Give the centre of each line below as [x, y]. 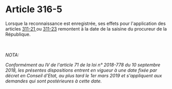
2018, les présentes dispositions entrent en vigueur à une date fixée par [81, 70]
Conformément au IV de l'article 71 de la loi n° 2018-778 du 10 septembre [83, 65]
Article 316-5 [34, 9]
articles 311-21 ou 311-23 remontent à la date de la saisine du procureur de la [86, 28]
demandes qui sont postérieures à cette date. [54, 81]
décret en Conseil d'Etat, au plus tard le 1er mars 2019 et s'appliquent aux [84, 75]
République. [18, 34]
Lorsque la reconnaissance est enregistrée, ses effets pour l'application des [85, 23]
